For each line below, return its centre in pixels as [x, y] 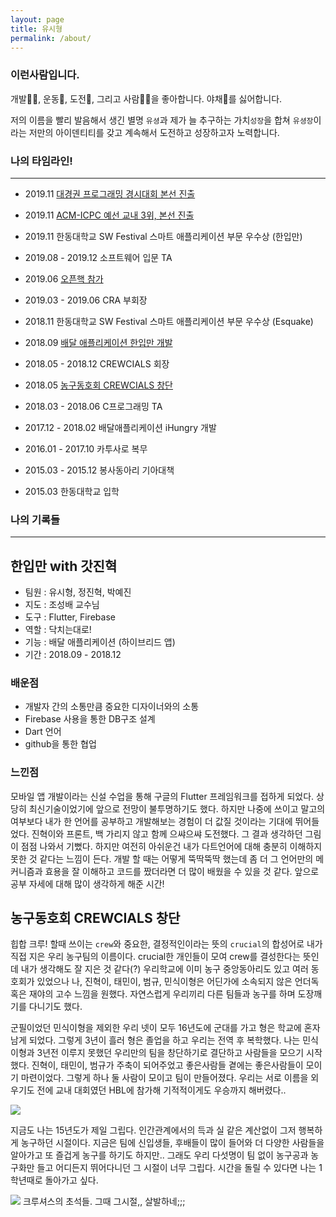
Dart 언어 [43, 732]
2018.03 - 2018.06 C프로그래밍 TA [93, 406]
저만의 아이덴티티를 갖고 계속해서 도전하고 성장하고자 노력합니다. [154, 132]
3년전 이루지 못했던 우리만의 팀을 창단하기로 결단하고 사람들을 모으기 [170, 1053]
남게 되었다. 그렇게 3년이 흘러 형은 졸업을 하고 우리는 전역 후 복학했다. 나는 [155, 1040]
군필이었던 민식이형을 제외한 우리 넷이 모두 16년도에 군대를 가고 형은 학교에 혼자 [165, 1028]
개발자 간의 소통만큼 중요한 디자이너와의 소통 [112, 707]
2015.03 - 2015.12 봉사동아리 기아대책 [99, 470]
